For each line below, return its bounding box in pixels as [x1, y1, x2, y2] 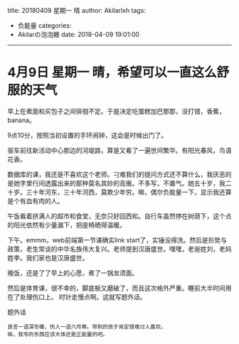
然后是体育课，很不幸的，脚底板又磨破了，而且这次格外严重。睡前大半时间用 [7, 284, 232, 292]
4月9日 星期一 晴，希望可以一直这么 [7, 65, 217, 80]
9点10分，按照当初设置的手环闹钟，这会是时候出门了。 [7, 131, 168, 139]
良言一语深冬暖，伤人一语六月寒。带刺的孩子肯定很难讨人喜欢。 [7, 323, 166, 330]
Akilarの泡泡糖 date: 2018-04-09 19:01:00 [17, 31, 140, 38]
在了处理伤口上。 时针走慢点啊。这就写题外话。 [7, 292, 147, 301]
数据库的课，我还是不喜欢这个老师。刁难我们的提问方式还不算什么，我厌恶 [7, 170, 225, 178]
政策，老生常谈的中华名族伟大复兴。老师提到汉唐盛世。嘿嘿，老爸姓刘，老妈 [7, 244, 232, 253]
